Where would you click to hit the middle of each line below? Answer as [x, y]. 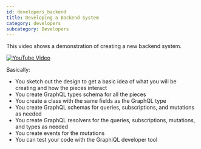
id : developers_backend [36, 12]
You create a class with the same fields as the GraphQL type [91, 101]
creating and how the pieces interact [61, 88]
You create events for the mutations [60, 133]
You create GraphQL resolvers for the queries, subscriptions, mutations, [105, 120]
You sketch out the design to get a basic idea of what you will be [96, 81]
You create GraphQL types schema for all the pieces [80, 94]
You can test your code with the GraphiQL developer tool [86, 140]
